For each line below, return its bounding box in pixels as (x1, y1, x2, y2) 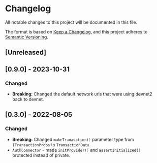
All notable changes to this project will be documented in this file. (5, 19, 138, 25)
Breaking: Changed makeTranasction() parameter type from (12, 136, 134, 142)
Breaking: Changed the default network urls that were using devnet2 (12, 91, 153, 97)
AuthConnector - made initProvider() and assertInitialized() (12, 147, 141, 153)
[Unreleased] (5, 48, 47, 57)
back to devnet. (12, 97, 44, 102)
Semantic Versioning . (5, 34, 48, 40)
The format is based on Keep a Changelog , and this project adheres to (5, 29, 148, 34)
